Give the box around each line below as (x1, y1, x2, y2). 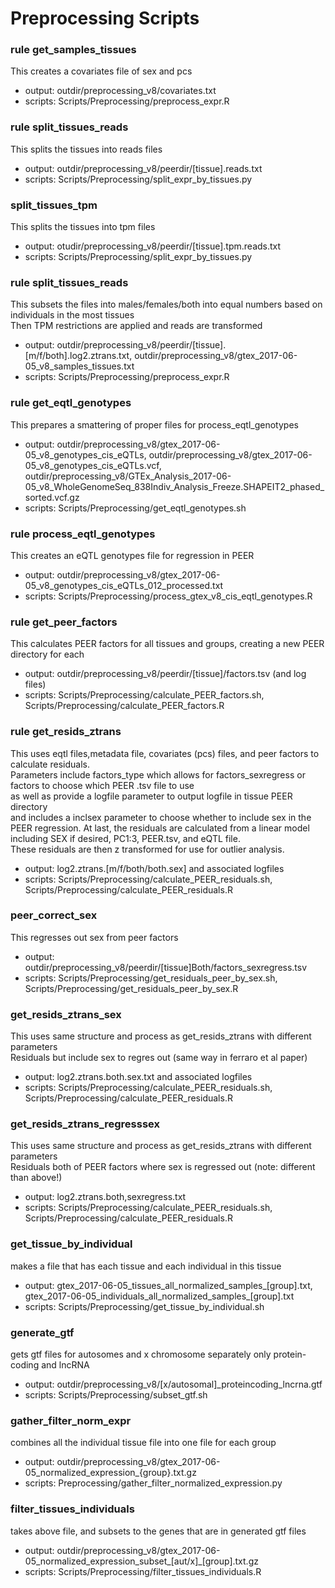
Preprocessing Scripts (10, 7, 200, 30)
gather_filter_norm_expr (10, 1413, 132, 1427)
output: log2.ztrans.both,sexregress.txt (24, 1191, 187, 1203)
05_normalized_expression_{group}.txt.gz (24, 1467, 197, 1479)
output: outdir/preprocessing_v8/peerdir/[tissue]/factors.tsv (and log (24, 668, 307, 680)
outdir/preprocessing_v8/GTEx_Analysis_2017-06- (24, 470, 232, 482)
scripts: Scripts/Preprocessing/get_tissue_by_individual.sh (24, 1300, 265, 1312)
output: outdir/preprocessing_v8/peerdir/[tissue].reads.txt (24, 162, 263, 174)
